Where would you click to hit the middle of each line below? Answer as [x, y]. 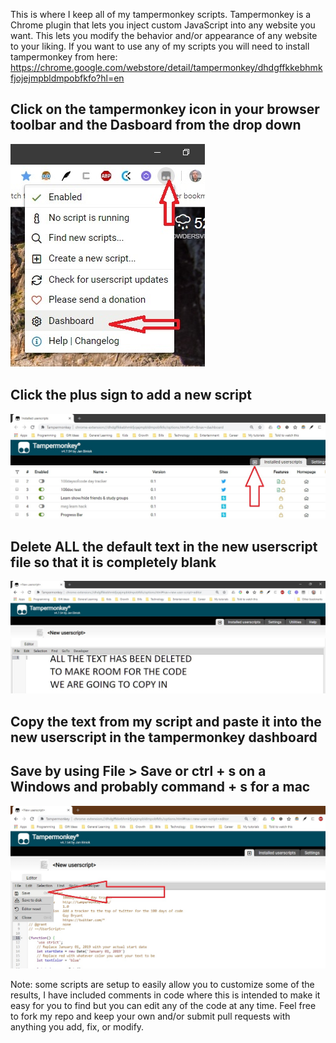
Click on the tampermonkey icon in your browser [165, 109]
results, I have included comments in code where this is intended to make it [165, 995]
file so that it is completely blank [113, 562]
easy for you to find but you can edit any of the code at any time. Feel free [163, 1005]
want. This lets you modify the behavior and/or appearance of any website [164, 35]
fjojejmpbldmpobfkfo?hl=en [67, 78]
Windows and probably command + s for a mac [160, 787]
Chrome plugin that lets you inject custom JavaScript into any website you [163, 25]
